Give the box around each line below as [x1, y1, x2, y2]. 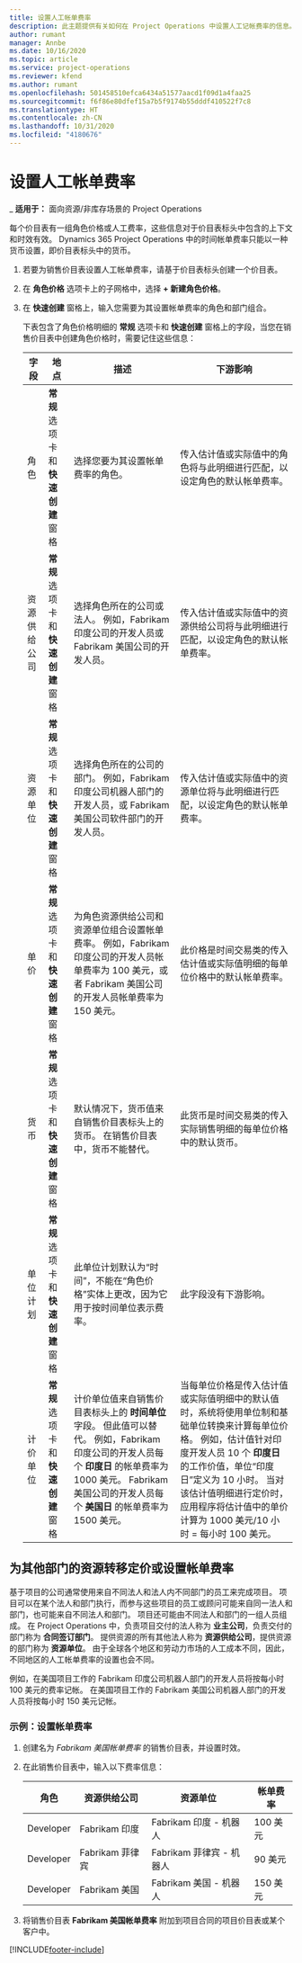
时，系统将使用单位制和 [179, 1405, 280, 1418]
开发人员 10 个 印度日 [188, 1446, 280, 1458]
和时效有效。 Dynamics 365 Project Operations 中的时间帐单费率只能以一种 [9, 233, 289, 244]
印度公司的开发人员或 [73, 626, 164, 639]
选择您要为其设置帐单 [73, 454, 164, 467]
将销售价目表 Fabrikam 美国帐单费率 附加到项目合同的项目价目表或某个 [22, 1914, 286, 1925]
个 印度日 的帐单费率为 [73, 1459, 169, 1472]
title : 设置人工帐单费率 [9, 13, 92, 22]
